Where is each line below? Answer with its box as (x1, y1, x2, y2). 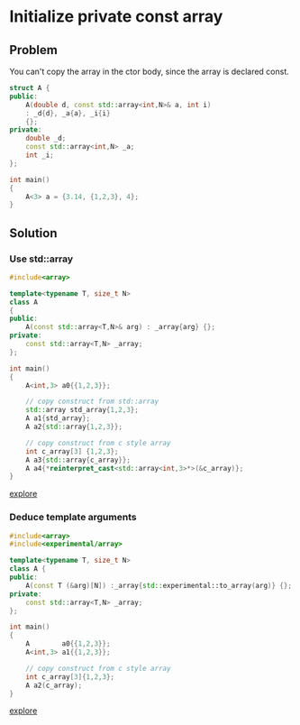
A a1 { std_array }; (25, 414, 91, 423)
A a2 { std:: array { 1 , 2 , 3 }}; (25, 422, 123, 432)
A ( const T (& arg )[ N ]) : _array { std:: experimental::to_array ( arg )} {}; (25, 581, 293, 590)
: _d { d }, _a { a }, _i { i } (25, 108, 111, 118)
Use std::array (9, 252, 74, 265)
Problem (9, 42, 59, 58)
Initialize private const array (9, 6, 223, 27)
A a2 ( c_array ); (25, 681, 83, 690)
